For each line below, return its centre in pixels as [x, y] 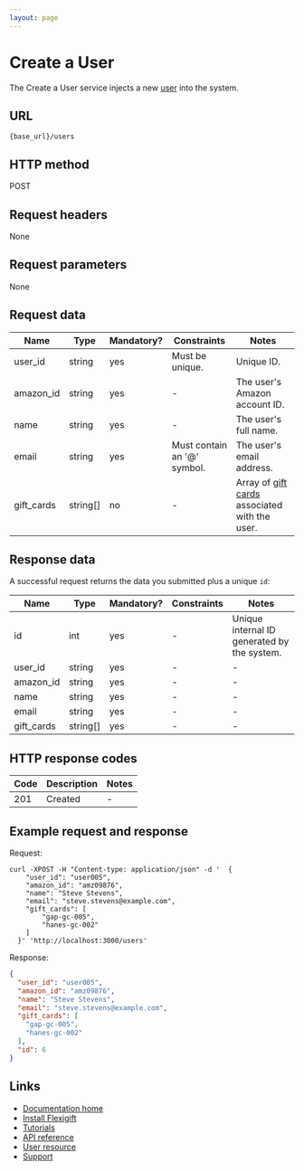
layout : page [34, 18]
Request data [47, 315]
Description [72, 784]
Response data [52, 560]
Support [38, 1156]
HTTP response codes [73, 758]
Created [64, 799]
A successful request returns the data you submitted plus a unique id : [140, 581]
